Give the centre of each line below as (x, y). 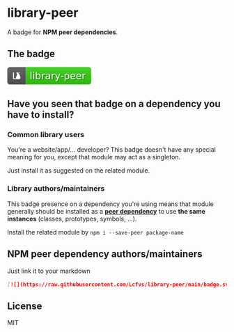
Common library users (46, 135)
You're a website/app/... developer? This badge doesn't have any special (111, 150)
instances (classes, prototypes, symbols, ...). (72, 219)
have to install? (41, 115)
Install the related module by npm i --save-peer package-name (96, 232)
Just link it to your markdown (49, 271)
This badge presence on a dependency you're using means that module (111, 204)
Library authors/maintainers (56, 189)
